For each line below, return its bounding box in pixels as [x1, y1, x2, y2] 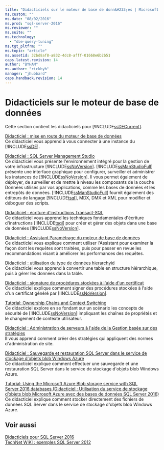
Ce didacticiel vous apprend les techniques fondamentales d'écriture [5, 215, 144, 221]
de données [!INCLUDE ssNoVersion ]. [5, 225, 80, 231]
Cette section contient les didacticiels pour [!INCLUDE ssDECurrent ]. [5, 123, 143, 129]
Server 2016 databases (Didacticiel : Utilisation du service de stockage [5, 386, 148, 392]
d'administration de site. [5, 340, 54, 346]
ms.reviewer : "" [5, 26, 38, 30]
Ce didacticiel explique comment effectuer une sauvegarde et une [5, 361, 139, 366]
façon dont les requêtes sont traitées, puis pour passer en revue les [5, 245, 142, 251]
